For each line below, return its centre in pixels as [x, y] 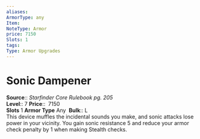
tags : [13, 46]
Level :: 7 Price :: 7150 [33, 103]
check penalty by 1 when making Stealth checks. [67, 129]
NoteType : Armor [27, 29]
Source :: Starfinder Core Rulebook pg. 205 [60, 97]
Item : [13, 23]
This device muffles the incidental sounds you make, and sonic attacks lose [100, 116]
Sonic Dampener [49, 80]
